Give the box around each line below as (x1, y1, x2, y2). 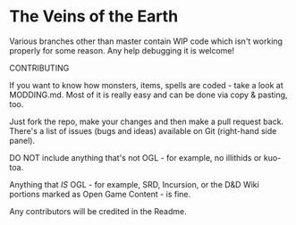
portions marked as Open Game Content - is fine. (9, 188, 191, 199)
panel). (9, 135, 36, 146)
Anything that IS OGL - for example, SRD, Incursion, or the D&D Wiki (9, 179, 259, 189)
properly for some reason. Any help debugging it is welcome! (9, 45, 235, 55)
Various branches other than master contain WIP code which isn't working (9, 36, 283, 46)
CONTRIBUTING (9, 62, 70, 73)
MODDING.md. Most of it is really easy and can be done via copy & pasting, (9, 89, 288, 100)
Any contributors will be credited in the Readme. (9, 205, 187, 216)
